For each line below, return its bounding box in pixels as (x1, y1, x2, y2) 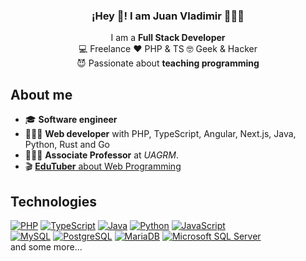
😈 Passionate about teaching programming (76, 57, 260, 69)
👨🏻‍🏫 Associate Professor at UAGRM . (24, 149, 180, 161)
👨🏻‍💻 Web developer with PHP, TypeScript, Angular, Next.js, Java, (24, 128, 297, 140)
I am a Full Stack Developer (110, 32, 226, 44)
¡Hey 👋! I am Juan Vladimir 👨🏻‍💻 (91, 9, 245, 23)
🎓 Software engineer (24, 114, 118, 126)
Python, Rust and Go (24, 139, 110, 151)
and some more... (10, 240, 83, 253)
